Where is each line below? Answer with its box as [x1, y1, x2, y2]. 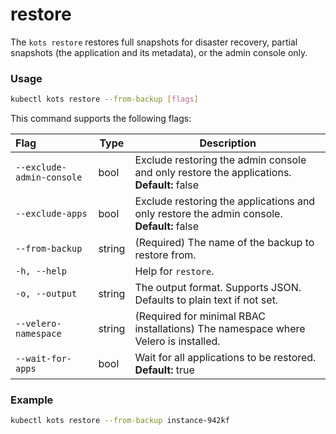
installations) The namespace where [134, 322, 306, 336]
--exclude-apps [15, 208, 88, 220]
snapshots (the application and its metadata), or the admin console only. [10, 46, 308, 58]
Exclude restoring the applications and [134, 194, 316, 208]
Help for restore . [134, 264, 215, 278]
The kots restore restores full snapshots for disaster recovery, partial [10, 36, 298, 48]
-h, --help [15, 266, 67, 277]
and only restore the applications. [134, 166, 292, 180]
